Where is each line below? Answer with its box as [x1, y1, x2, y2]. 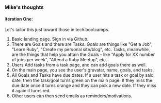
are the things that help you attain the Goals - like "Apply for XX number [11, 51, 155, 57]
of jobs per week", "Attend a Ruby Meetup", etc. [11, 57, 107, 63]
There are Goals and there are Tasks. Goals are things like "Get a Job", [11, 41, 153, 47]
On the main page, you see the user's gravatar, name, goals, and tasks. [11, 67, 154, 73]
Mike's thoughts [4, 4, 44, 11]
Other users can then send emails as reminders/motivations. [11, 93, 132, 99]
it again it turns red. [11, 88, 51, 94]
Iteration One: [4, 16, 33, 22]
